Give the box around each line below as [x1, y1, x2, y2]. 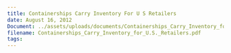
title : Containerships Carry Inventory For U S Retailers [7, 10, 177, 17]
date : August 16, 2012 [7, 17, 72, 23]
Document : [7, 23, 36, 30]
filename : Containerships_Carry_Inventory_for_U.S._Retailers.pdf [7, 29, 201, 36]
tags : [7, 36, 23, 43]
